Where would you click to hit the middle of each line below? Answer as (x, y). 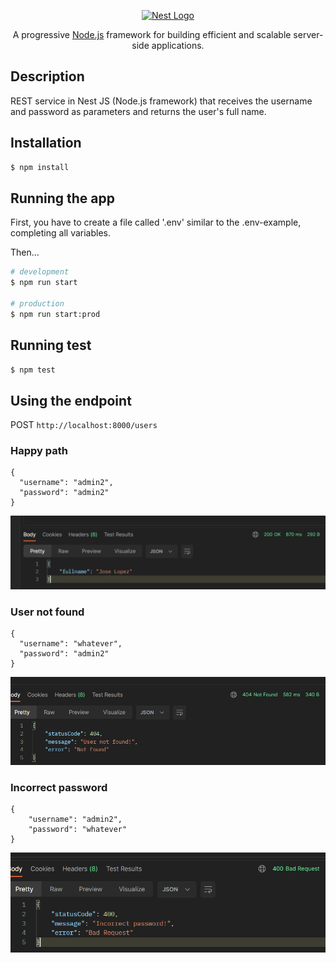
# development (40, 272)
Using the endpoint (71, 400)
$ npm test (33, 370)
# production (37, 303)
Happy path (39, 451)
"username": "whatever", (71, 643)
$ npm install (40, 167)
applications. (178, 45)
